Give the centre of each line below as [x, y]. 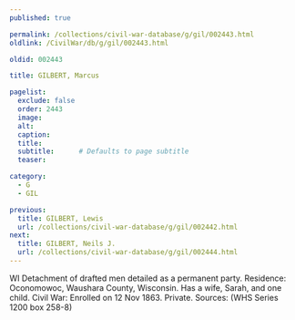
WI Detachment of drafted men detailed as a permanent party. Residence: [148, 278]
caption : [34, 134]
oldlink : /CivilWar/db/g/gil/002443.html [89, 43]
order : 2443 [41, 109]
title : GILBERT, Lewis [61, 218]
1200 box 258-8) [41, 307]
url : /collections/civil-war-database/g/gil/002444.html [128, 253]
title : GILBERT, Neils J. [67, 244]
